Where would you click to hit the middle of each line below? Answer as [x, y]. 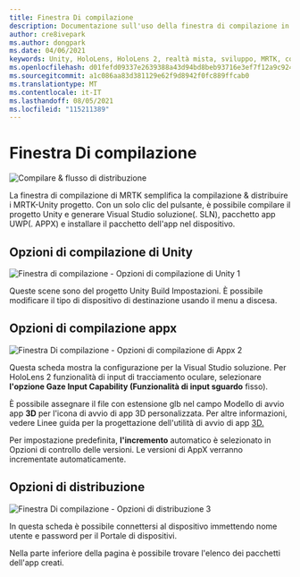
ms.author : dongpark [48, 42]
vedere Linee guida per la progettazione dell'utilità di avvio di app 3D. [137, 422]
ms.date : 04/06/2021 [48, 51]
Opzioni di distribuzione [77, 487]
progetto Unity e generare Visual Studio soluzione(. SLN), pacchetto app [142, 215]
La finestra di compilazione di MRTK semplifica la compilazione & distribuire [149, 195]
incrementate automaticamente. [68, 459]
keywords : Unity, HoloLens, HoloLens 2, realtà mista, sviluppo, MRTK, [145, 59]
